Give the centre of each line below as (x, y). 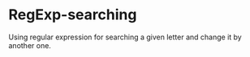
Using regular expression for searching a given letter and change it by (125, 37)
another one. (30, 45)
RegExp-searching (73, 15)
